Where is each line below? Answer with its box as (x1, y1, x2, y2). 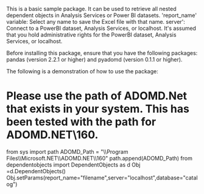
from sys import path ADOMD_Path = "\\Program (6, 148, 128, 155)
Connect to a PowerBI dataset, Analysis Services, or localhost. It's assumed (6, 24, 197, 32)
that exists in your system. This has (6, 102, 190, 116)
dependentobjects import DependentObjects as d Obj (6, 161, 141, 168)
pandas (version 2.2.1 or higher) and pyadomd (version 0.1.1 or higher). (6, 56, 183, 63)
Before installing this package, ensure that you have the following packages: (6, 49, 198, 57)
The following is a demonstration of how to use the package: (6, 68, 158, 75)
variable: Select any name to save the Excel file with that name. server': (6, 18, 186, 25)
